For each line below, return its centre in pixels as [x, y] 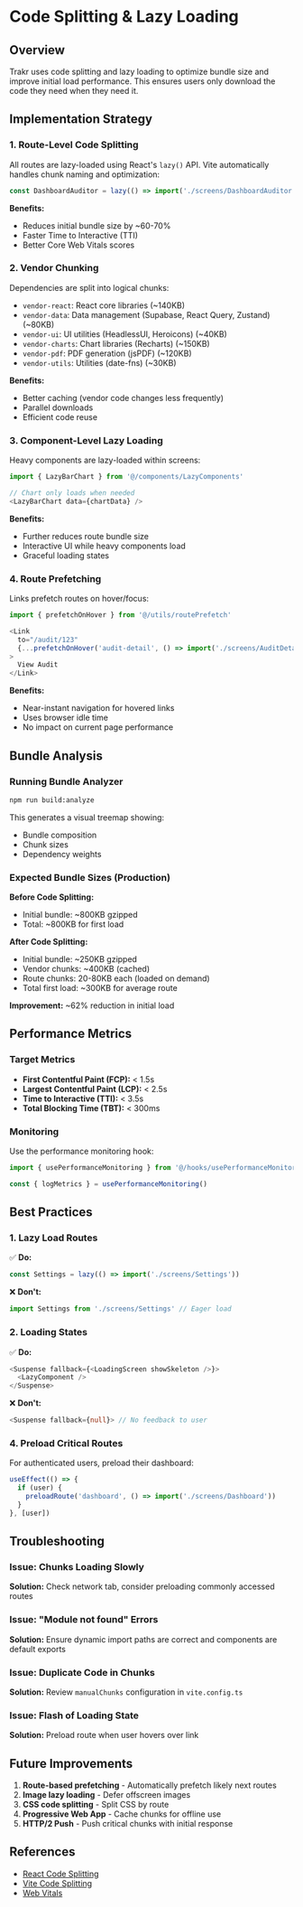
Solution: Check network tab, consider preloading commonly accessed [142, 1586]
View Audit [38, 665]
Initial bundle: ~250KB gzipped [80, 959]
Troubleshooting [57, 1542]
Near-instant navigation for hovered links [98, 708]
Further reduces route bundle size [86, 536]
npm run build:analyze [52, 800]
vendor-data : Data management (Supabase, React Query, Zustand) [146, 314]
